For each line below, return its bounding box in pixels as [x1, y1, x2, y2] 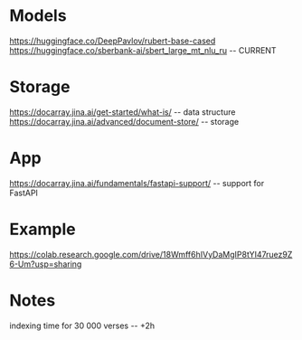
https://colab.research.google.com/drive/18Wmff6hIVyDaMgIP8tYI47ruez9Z [9, 249, 293, 260]
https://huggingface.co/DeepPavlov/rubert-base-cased [9, 35, 216, 46]
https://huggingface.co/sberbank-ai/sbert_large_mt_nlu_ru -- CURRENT [9, 44, 278, 55]
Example [9, 219, 76, 240]
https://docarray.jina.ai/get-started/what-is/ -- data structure [9, 106, 236, 118]
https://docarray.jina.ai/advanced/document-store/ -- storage [9, 116, 240, 127]
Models [9, 5, 67, 26]
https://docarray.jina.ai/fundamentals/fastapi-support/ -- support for [9, 177, 265, 188]
